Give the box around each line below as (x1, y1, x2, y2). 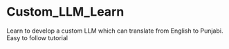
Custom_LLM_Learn (6, 4, 125, 20)
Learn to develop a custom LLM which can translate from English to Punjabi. (6, 27, 223, 35)
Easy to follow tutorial (6, 33, 68, 42)
